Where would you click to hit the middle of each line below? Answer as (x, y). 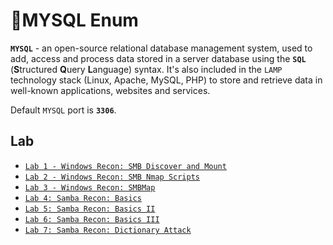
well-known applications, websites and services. (110, 90)
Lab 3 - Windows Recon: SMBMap (90, 187)
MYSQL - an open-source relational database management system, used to (161, 48)
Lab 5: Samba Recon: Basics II (90, 209)
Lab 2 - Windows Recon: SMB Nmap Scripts (112, 177)
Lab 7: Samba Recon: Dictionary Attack (108, 230)
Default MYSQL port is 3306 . (63, 110)
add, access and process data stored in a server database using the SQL (158, 58)
